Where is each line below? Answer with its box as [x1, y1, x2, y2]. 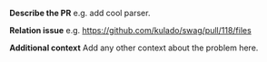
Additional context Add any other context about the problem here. [9, 42, 259, 53]
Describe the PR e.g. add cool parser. [9, 8, 151, 18]
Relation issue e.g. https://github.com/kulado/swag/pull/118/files [9, 25, 252, 35]
